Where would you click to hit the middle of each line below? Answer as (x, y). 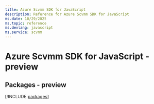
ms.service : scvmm (24, 32)
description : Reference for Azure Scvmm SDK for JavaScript (67, 14)
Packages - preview (36, 85)
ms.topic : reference (26, 23)
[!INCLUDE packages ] (27, 96)
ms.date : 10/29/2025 (26, 19)
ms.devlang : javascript (29, 28)
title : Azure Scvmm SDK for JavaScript (45, 10)
